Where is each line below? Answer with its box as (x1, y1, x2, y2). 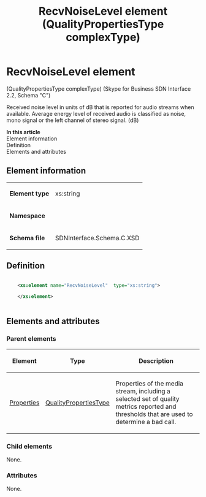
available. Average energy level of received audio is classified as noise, (6, 110, 186, 117)
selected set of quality (115, 394, 180, 403)
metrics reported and (115, 402, 177, 411)
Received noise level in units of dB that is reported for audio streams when (6, 103, 194, 111)
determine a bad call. (115, 417, 177, 426)
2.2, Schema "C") (6, 91, 51, 99)
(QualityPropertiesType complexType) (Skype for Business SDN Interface (6, 85, 191, 93)
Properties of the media (115, 379, 184, 387)
